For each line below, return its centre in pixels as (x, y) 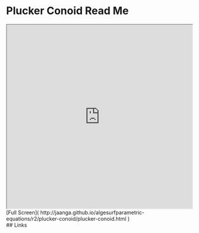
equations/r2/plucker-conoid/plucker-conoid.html (66, 218)
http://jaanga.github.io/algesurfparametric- (92, 212)
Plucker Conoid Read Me (67, 11)
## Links (17, 225)
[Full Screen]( (23, 212)
